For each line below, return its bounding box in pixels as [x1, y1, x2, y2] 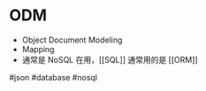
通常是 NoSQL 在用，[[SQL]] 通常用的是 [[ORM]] [21, 54, 198, 64]
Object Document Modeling [21, 34, 123, 45]
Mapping [21, 43, 55, 54]
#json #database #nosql [9, 72, 98, 82]
